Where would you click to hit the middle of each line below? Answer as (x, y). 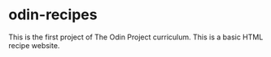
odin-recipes (53, 15)
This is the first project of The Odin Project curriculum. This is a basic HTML (136, 37)
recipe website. (34, 45)
